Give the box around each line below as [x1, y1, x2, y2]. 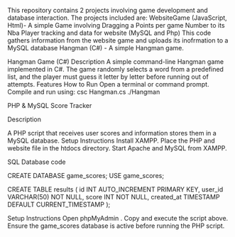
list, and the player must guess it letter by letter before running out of [7, 72, 209, 81]
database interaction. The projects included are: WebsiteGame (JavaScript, [7, 13, 227, 22]
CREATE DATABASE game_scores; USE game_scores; [7, 172, 165, 180]
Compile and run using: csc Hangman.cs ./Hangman [7, 88, 160, 96]
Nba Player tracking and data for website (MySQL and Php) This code [7, 28, 212, 37]
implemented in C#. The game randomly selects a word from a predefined [7, 65, 224, 73]
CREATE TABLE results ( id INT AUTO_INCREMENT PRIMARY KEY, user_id [7, 185, 224, 194]
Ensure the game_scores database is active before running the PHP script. [7, 221, 225, 230]
